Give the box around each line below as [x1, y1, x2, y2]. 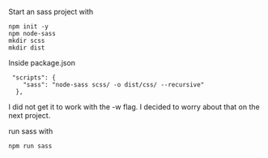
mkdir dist [8, 44, 45, 52]
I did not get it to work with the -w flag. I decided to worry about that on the [8, 102, 261, 112]
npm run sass [8, 142, 53, 150]
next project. [8, 111, 51, 120]
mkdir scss [8, 36, 45, 45]
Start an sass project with [8, 7, 94, 16]
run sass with [8, 126, 53, 136]
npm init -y [8, 23, 49, 31]
